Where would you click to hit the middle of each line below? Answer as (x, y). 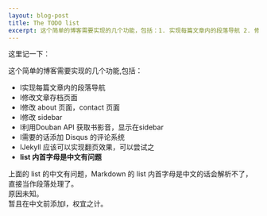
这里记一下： (29, 54)
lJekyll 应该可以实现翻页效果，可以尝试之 (87, 147)
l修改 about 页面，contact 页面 (70, 107)
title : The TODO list (44, 23)
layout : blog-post (39, 15)
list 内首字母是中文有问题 (60, 157)
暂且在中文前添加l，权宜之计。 (58, 204)
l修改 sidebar (41, 118)
